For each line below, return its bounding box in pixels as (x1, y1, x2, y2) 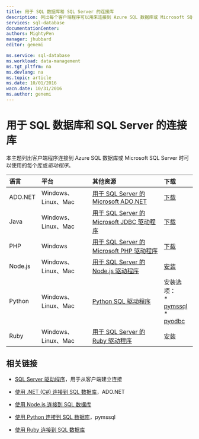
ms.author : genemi (6, 91, 52, 97)
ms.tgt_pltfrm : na (6, 64, 52, 70)
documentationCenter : (6, 25, 60, 31)
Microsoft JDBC (92, 217, 137, 226)
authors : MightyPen (6, 31, 54, 37)
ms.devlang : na (6, 69, 44, 75)
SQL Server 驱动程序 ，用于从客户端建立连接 (14, 375, 123, 383)
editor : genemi (6, 42, 44, 48)
